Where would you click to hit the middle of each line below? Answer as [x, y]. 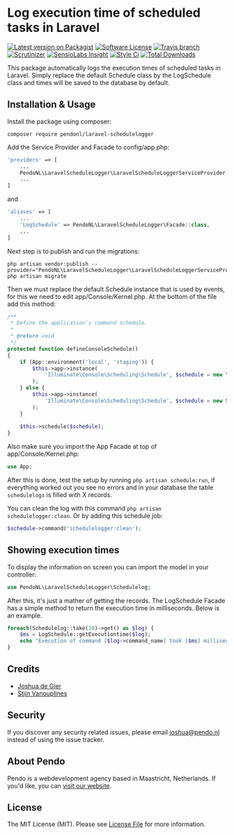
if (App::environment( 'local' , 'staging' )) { [87, 362]
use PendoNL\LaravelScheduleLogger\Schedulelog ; [79, 587]
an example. [25, 615]
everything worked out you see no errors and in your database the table [110, 487]
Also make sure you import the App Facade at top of [82, 447]
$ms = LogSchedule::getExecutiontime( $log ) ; [85, 635]
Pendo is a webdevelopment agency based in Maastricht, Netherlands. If [111, 778]
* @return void [32, 336]
